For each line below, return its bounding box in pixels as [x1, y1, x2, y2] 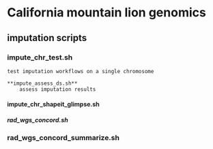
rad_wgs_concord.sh [7, 116, 68, 124]
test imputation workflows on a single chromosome [7, 68, 154, 74]
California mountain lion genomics [7, 5, 206, 21]
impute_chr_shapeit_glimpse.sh [7, 100, 100, 109]
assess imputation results [19, 85, 96, 93]
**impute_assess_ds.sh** [7, 80, 78, 87]
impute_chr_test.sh [7, 53, 73, 62]
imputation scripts [7, 32, 87, 44]
